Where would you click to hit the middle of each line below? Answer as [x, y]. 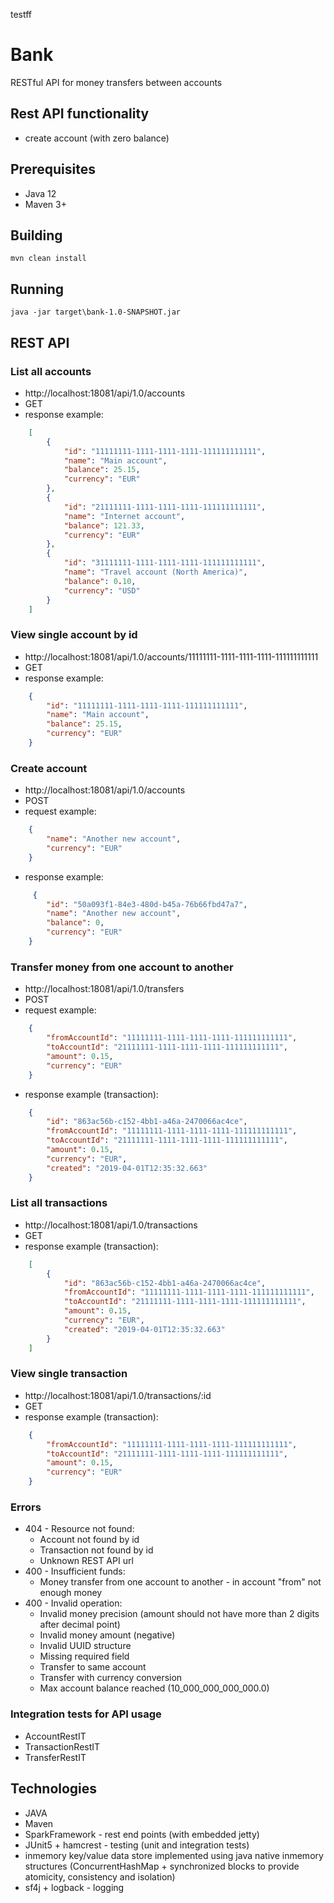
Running [37, 289]
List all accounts [51, 371]
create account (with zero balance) [97, 138]
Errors [26, 1507]
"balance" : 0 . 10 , [100, 581]
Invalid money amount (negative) [107, 1635]
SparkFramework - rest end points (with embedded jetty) [142, 1834]
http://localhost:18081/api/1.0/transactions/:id [118, 1395]
